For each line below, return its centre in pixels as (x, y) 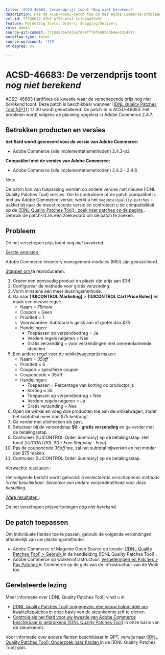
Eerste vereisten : (23, 252)
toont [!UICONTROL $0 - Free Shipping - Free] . (60, 443)
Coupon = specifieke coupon (49, 370)
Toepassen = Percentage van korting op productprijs (81, 385)
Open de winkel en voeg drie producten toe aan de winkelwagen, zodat (85, 411)
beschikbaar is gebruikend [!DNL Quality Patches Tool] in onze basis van (86, 622)
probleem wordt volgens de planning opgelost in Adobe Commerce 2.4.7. (79, 114)
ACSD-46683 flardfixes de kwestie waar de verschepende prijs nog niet (78, 99)
